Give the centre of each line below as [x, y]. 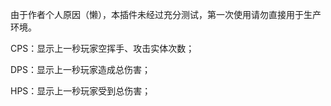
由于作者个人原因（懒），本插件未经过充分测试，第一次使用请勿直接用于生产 [166, 14]
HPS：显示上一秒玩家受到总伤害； [81, 91]
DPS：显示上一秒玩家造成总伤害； [81, 69]
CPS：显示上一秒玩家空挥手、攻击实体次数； [102, 48]
